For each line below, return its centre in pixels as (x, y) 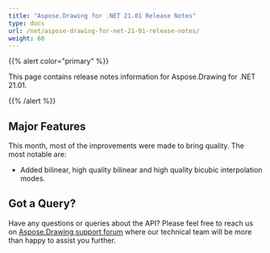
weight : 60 (27, 38)
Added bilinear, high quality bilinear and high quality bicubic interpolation (141, 170)
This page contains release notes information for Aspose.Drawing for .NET (132, 77)
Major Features (47, 126)
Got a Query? (42, 203)
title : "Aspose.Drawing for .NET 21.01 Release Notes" (102, 16)
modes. (33, 179)
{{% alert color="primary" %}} (59, 61)
